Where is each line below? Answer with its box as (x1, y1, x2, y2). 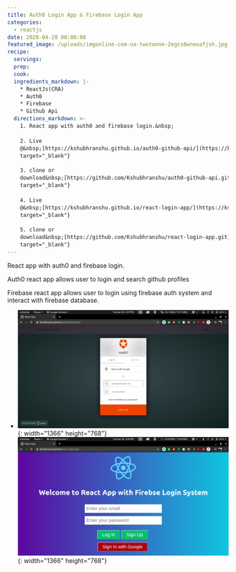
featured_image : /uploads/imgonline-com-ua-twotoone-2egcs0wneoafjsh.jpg (7, 41, 228, 48)
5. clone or (20, 226, 55, 233)
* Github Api (20, 108, 58, 115)
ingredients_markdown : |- (13, 78, 90, 85)
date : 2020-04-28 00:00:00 (7, 34, 86, 41)
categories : (7, 18, 42, 26)
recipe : (7, 48, 30, 56)
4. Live (20, 197, 42, 204)
